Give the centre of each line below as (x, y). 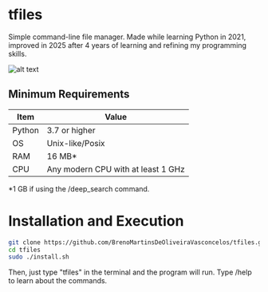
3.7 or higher (71, 130)
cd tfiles (25, 250)
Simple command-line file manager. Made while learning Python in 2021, (127, 37)
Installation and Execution (96, 221)
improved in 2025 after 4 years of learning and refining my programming (128, 45)
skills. (18, 53)
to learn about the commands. (58, 281)
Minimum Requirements (69, 95)
